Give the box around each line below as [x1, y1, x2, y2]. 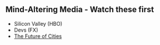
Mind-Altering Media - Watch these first [5, 5, 154, 15]
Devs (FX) [13, 26, 39, 33]
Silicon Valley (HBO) [13, 20, 62, 27]
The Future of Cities [13, 32, 62, 40]
